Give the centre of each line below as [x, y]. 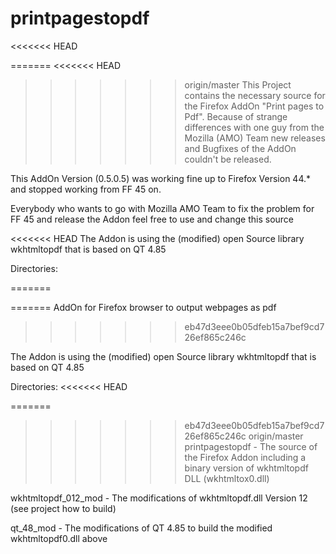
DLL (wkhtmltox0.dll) [227, 478]
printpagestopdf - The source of [251, 446]
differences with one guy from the [254, 127]
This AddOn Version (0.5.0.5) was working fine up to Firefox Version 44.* [161, 178]
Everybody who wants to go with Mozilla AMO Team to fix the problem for [162, 208]
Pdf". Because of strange [236, 116]
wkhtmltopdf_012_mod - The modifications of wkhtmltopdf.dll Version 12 [159, 498]
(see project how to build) [63, 508]
